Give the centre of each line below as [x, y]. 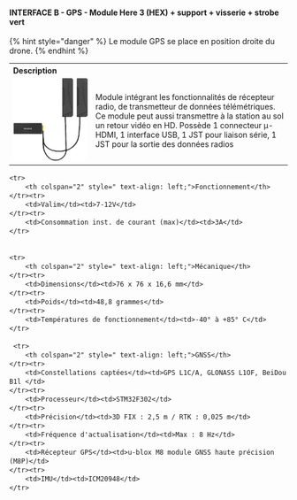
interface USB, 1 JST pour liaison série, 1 [202, 135]
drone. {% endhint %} [49, 51]
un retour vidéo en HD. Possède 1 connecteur [179, 125]
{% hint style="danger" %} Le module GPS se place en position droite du [142, 42]
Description [35, 70]
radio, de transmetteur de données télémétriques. [186, 106]
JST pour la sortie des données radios [165, 144]
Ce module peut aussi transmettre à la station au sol [190, 116]
